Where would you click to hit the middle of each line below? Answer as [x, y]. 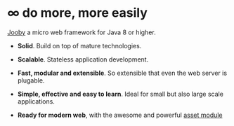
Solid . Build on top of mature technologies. [79, 45]
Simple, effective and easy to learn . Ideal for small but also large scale [120, 94]
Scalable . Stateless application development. [83, 59]
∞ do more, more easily [77, 13]
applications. [36, 101]
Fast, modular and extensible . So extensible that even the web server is [122, 73]
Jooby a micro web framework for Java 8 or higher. [82, 32]
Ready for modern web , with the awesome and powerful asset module [120, 115]
